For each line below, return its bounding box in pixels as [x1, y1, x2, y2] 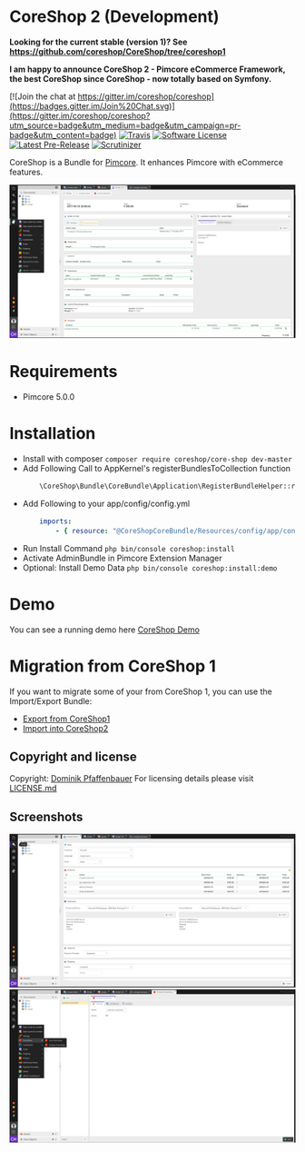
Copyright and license [9, 749, 138, 764]
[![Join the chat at [9, 91, 76, 102]
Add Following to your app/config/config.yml [22, 498, 191, 509]
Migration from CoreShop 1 [9, 656, 216, 676]
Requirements [9, 362, 118, 382]
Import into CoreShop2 [22, 722, 109, 733]
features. [9, 166, 44, 177]
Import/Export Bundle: [9, 695, 93, 706]
